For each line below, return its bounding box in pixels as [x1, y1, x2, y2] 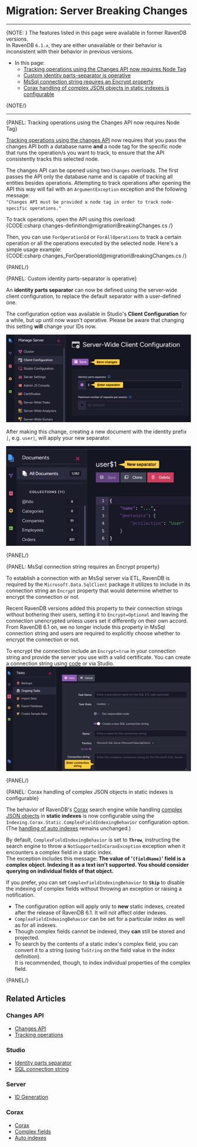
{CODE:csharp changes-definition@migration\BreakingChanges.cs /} [6, 222, 173, 229]
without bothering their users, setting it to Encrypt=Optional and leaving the [6, 611, 188, 618]
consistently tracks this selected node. [6, 155, 100, 163]
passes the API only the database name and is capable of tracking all [6, 173, 173, 180]
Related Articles [6, 994, 66, 1004]
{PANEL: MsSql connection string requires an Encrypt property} [6, 563, 160, 571]
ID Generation [14, 1093, 49, 1100]
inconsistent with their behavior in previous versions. [6, 48, 134, 55]
